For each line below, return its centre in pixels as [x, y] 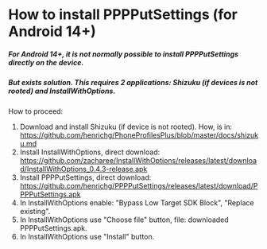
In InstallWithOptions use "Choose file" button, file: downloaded [124, 220]
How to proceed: [36, 111]
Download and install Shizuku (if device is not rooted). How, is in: [126, 126]
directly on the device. [46, 62]
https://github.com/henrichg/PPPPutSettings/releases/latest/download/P [139, 185]
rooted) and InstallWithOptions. [62, 91]
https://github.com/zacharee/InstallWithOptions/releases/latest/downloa [138, 160]
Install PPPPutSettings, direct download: [85, 177]
